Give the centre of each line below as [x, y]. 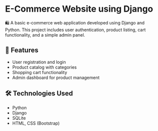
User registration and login [39, 62]
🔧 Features [22, 50]
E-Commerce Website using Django [79, 9]
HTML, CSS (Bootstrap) [36, 123]
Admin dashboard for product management [56, 77]
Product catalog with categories [44, 67]
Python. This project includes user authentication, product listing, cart [75, 30]
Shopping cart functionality [40, 72]
